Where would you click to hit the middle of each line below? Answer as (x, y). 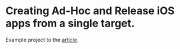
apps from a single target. (70, 23)
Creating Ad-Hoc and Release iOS (90, 11)
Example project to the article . (42, 40)
